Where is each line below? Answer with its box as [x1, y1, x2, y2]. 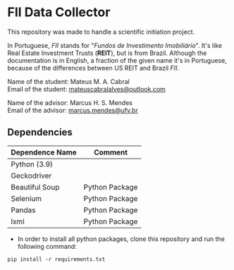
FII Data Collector [7, 4, 111, 20]
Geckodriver [11, 171, 52, 180]
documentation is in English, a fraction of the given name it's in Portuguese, [7, 56, 227, 64]
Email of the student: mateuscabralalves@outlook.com [7, 85, 166, 93]
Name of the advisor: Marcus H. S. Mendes [7, 98, 133, 106]
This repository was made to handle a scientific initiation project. [7, 27, 195, 36]
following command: [17, 242, 78, 250]
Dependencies [7, 126, 73, 138]
